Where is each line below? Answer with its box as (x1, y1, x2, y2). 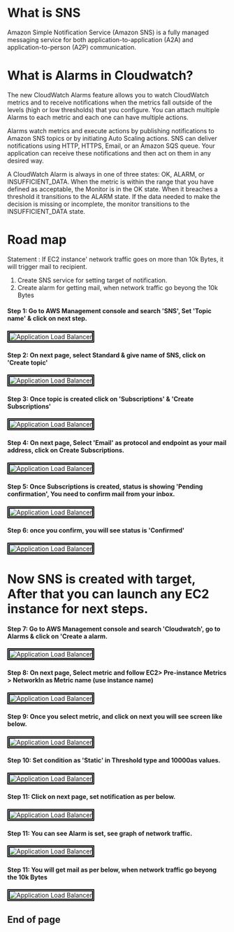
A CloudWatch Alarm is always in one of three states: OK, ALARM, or (7, 170, 205, 178)
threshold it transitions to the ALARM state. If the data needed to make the (7, 192, 221, 200)
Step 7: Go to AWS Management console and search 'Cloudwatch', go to (7, 624, 221, 633)
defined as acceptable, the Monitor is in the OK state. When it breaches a (7, 184, 218, 193)
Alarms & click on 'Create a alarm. (7, 632, 108, 640)
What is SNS (7, 5, 81, 21)
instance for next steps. (7, 601, 149, 617)
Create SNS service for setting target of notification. (17, 275, 168, 285)
